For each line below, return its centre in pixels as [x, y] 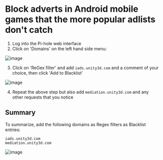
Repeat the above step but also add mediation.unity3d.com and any [80, 92]
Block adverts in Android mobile [72, 9]
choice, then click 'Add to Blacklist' [48, 73]
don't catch [29, 30]
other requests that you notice [43, 97]
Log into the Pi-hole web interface [47, 43]
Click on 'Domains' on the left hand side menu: [59, 49]
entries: [13, 130]
